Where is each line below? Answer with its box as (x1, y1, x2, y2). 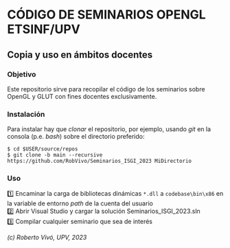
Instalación (7, 109, 45, 119)
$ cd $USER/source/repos (7, 146, 78, 153)
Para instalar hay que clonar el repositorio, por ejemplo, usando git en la (7, 125, 211, 133)
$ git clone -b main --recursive (7, 152, 103, 159)
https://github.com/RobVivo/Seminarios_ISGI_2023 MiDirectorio (7, 158, 192, 165)
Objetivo (7, 69, 36, 79)
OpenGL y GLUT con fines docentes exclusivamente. (7, 92, 157, 100)
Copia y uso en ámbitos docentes (7, 49, 153, 60)
